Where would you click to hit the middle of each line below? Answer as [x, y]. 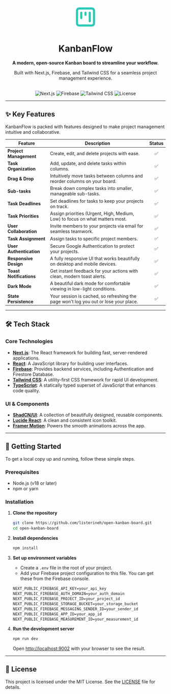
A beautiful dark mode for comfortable [90, 283]
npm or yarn [25, 489]
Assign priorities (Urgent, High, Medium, [92, 213]
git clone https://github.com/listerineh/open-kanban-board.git [82, 523]
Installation [20, 502]
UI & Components [27, 403]
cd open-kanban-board [35, 529]
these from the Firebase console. [55, 579]
